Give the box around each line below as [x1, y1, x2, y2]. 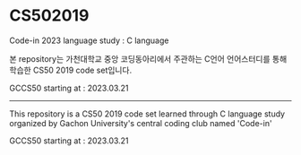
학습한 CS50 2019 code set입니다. [9, 65, 133, 75]
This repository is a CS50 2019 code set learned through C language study [9, 108, 285, 119]
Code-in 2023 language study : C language [9, 35, 169, 46]
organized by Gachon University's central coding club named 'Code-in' [9, 117, 272, 128]
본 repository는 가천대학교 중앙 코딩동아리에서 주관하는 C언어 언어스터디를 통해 [9, 53, 288, 64]
